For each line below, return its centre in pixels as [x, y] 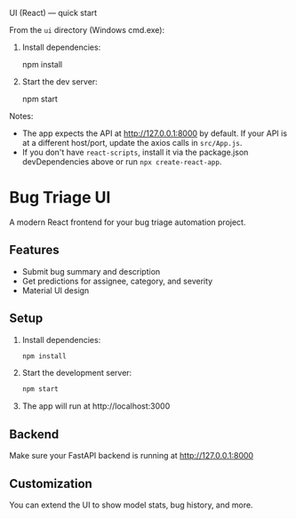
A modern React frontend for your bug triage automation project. [128, 222]
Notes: [21, 116]
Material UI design [56, 290]
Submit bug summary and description [91, 271]
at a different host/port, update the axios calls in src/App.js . [132, 143]
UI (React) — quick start [53, 13]
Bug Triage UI [60, 198]
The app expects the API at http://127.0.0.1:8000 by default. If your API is [154, 133]
